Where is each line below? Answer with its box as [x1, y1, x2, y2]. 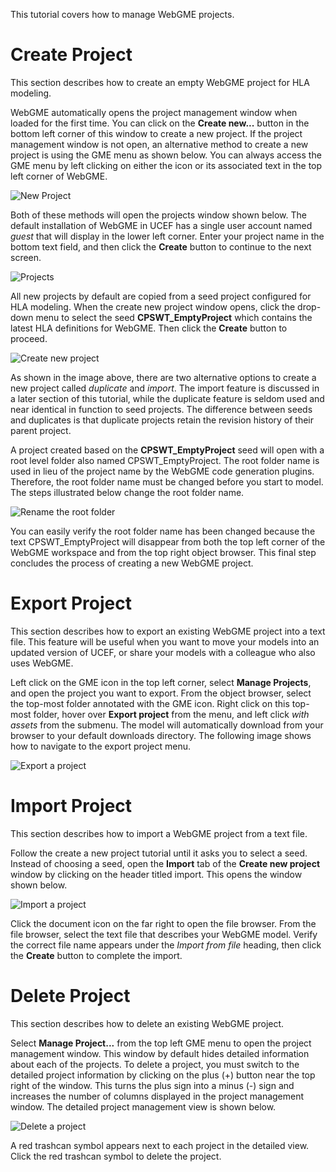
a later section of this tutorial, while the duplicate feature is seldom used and [10, 392, 325, 404]
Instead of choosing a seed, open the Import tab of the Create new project [10, 857, 321, 869]
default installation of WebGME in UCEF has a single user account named [10, 219, 313, 231]
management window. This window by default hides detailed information [10, 1047, 310, 1059]
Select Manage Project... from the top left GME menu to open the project [10, 1037, 312, 1049]
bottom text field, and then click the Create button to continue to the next [10, 240, 312, 253]
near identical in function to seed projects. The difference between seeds [10, 403, 313, 415]
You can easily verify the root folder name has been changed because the [10, 525, 316, 537]
